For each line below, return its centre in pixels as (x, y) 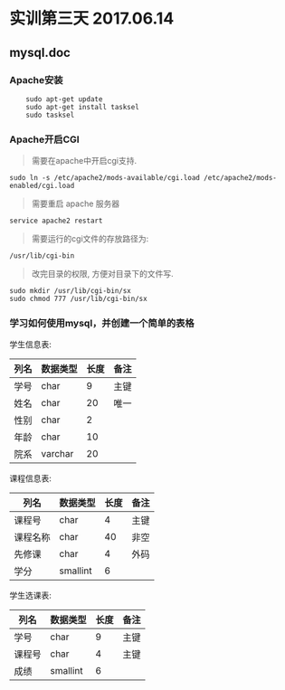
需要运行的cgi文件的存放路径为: (90, 239)
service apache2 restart (56, 221)
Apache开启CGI (44, 139)
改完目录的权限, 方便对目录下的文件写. (102, 274)
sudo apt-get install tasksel (83, 107)
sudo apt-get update (64, 99)
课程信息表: (31, 478)
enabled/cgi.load (42, 186)
